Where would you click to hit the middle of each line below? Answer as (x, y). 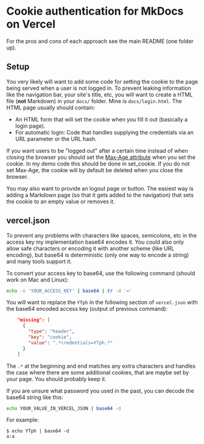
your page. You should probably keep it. (56, 379)
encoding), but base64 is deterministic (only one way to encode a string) (98, 255)
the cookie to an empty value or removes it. (61, 201)
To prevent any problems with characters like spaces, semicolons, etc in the (101, 235)
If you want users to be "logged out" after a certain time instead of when (97, 150)
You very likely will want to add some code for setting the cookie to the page (102, 81)
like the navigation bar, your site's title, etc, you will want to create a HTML (100, 94)
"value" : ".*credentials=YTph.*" (71, 343)
